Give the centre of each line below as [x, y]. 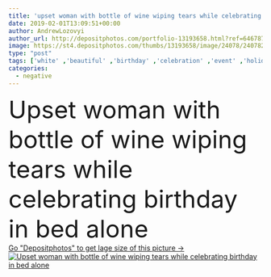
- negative [34, 76]
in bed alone [79, 229]
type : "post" [30, 53]
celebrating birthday [123, 199]
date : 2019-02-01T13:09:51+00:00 [65, 23]
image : [19, 46]
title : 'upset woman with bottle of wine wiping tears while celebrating [135, 16]
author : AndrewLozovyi [46, 31]
